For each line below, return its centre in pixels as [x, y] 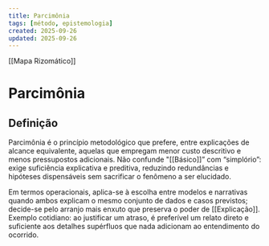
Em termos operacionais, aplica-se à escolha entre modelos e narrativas [128, 192]
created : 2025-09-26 [43, 31]
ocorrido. [24, 235]
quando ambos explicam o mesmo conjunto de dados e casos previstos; [128, 201]
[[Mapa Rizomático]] [42, 61]
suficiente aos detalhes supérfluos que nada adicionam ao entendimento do [134, 227]
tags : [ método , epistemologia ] [61, 23]
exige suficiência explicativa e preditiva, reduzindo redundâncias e [118, 168]
